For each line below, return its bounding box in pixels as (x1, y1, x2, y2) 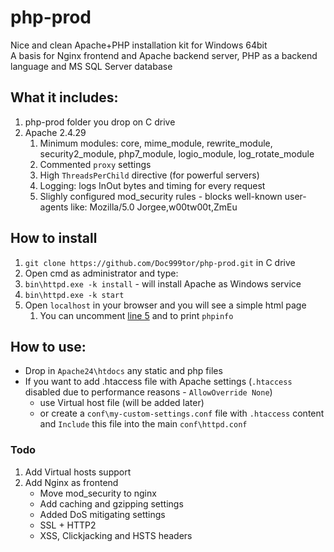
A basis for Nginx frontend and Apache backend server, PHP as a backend (10, 49, 318, 61)
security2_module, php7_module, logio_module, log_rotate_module (39, 147, 315, 160)
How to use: (10, 338, 87, 355)
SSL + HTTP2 (39, 519, 97, 531)
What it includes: (10, 89, 119, 106)
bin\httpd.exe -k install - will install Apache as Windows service (24, 277, 302, 290)
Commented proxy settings (39, 158, 152, 170)
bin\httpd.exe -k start (24, 290, 125, 300)
